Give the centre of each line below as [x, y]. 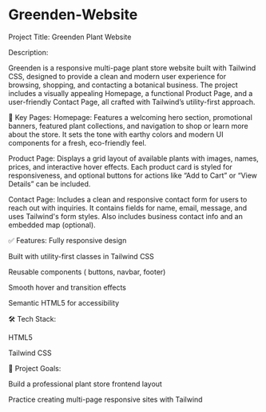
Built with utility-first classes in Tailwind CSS [81, 256]
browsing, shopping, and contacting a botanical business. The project [123, 85]
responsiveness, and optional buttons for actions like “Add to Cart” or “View [133, 175]
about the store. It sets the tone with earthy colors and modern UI [116, 134]
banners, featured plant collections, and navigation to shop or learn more [129, 126]
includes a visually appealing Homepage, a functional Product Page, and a [131, 93]
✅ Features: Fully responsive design [67, 240]
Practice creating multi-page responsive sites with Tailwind [105, 399]
